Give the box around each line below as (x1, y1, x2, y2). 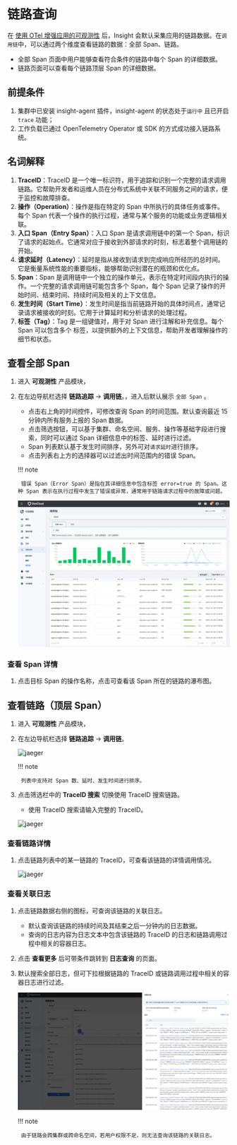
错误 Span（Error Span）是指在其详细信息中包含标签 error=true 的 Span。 (20, 481, 222, 488)
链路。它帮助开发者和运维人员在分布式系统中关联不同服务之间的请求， (17, 184, 222, 193)
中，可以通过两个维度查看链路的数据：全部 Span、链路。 (17, 40, 183, 48)
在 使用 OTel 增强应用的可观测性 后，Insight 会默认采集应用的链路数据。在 (7, 31, 222, 40)
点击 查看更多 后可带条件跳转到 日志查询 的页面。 (17, 954, 161, 962)
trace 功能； (17, 115, 54, 124)
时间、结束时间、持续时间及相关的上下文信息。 (23, 290, 160, 299)
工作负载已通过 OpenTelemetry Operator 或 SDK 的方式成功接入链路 (17, 124, 215, 133)
